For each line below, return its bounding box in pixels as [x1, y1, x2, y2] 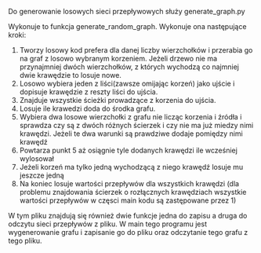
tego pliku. [8, 236, 42, 245]
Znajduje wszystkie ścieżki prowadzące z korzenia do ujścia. [19, 96, 216, 104]
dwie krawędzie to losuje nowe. [19, 71, 121, 79]
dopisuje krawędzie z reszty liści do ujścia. [19, 87, 158, 97]
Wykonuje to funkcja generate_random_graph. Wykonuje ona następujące [8, 22, 247, 31]
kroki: [8, 31, 27, 39]
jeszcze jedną [19, 170, 64, 180]
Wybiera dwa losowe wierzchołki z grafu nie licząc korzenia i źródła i [19, 112, 242, 121]
